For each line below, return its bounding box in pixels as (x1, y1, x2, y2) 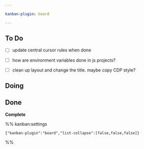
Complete (5, 112, 26, 117)
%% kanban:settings (5, 121, 48, 127)
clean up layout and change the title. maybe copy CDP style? (12, 67, 136, 73)
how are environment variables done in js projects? (12, 57, 115, 63)
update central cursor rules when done (12, 47, 91, 53)
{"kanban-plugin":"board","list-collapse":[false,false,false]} (5, 130, 140, 136)
